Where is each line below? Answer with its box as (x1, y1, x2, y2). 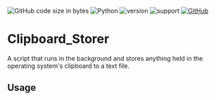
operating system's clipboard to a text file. (7, 62, 130, 70)
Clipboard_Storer (7, 31, 110, 47)
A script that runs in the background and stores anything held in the (7, 54, 203, 62)
